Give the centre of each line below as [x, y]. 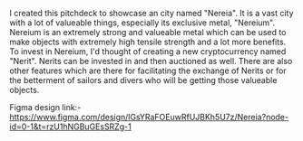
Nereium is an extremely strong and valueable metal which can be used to [148, 32]
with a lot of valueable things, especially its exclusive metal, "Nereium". [142, 23]
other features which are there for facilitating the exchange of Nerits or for [148, 70]
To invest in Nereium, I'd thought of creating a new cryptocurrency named [148, 52]
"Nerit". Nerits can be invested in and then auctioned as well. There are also [151, 61]
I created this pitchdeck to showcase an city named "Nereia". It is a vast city [151, 13]
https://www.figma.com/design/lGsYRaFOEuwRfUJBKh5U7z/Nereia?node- [149, 117]
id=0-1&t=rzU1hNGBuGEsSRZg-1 [70, 127]
